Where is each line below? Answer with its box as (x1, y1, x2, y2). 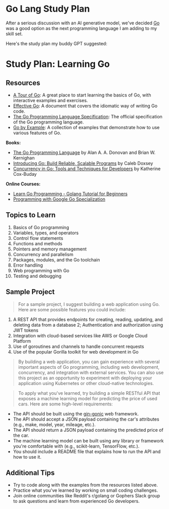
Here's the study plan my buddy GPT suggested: (6, 40, 108, 46)
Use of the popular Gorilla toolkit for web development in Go (13, 348, 139, 355)
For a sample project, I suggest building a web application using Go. (18, 301, 160, 307)
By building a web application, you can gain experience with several (18, 359, 160, 365)
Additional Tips (6, 468, 55, 477)
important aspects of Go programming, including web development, (18, 364, 160, 370)
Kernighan (13, 154, 35, 161)
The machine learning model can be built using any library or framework (13, 437, 164, 443)
